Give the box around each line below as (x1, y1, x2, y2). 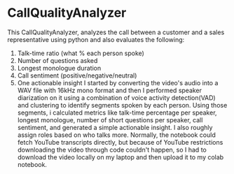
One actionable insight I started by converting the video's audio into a (17, 78, 219, 87)
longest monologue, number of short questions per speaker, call (17, 115, 203, 124)
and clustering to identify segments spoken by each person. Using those (17, 101, 228, 109)
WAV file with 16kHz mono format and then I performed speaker (17, 86, 202, 94)
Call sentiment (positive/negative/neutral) (17, 71, 137, 80)
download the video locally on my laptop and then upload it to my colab (17, 152, 224, 161)
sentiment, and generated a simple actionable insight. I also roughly (17, 123, 213, 131)
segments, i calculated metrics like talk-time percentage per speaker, (17, 108, 217, 117)
